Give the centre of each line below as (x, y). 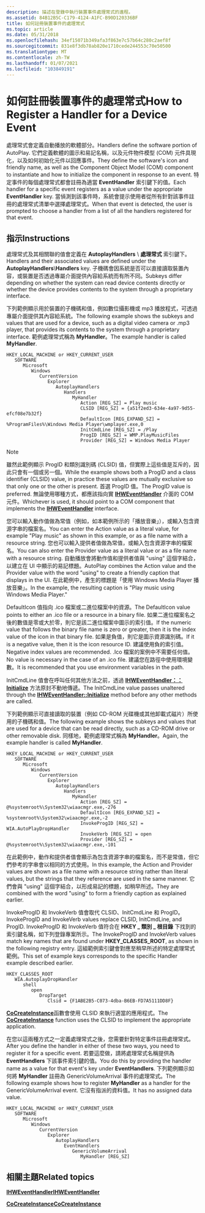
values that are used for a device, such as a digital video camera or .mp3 (98, 323)
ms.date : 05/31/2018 (33, 35)
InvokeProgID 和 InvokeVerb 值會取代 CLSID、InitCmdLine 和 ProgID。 (95, 913)
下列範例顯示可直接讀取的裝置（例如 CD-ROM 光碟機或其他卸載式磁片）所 (100, 714)
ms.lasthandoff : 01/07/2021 (42, 63)
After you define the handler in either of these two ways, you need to (93, 1046)
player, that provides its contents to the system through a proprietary (93, 330)
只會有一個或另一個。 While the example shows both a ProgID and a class (103, 472)
